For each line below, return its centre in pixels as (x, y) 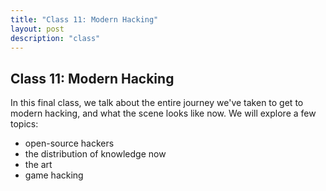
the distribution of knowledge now (95, 154)
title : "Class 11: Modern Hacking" (84, 19)
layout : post (37, 29)
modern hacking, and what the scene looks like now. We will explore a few (163, 113)
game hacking (54, 175)
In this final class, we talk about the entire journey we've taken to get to (157, 103)
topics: (24, 124)
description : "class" (55, 38)
